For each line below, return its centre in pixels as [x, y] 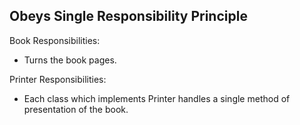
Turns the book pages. [70, 60]
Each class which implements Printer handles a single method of [157, 98]
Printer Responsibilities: [58, 79]
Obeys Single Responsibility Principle [128, 16]
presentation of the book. [76, 109]
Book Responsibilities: [55, 40]
